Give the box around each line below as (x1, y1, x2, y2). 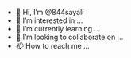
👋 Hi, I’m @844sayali (15, 8, 84, 16)
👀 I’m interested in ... (15, 16, 83, 25)
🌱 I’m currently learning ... (15, 24, 101, 33)
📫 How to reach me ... (15, 42, 90, 50)
